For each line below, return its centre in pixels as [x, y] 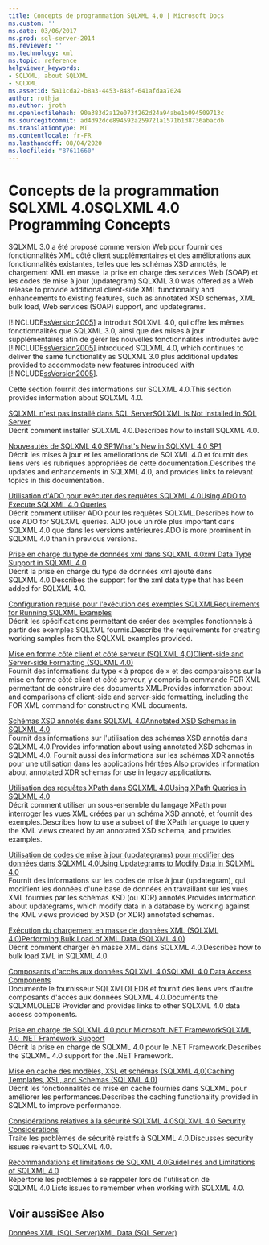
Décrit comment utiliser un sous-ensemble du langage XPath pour [118, 805]
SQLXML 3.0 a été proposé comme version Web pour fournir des [116, 247]
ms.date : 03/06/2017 [43, 31]
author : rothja [34, 98]
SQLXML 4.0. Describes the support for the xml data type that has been [126, 580]
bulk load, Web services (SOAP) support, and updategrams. [107, 307]
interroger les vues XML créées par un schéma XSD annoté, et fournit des [130, 813]
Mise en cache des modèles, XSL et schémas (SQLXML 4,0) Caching [122, 1071]
